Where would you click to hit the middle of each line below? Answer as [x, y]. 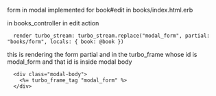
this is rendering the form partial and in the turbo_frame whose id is [102, 55]
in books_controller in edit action [53, 23]
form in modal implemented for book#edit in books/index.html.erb [100, 10]
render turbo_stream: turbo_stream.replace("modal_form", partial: [112, 36]
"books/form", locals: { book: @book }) [66, 42]
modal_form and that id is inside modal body [70, 62]
